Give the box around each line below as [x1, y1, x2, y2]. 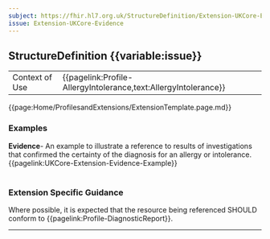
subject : [8, 11, 38, 20]
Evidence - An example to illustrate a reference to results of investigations [8, 141, 253, 150]
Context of [12, 72, 52, 83]
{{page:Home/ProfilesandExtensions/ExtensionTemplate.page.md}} [8, 102, 231, 113]
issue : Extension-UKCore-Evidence [8, 19, 125, 27]
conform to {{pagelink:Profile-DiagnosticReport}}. [8, 213, 174, 223]
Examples [8, 122, 48, 134]
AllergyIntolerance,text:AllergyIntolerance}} [62, 82, 226, 93]
